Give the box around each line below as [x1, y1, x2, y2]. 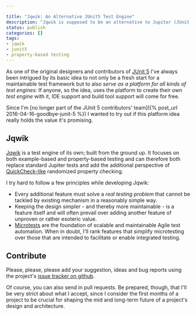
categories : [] [6, 30, 43, 36]
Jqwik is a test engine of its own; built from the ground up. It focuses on [6, 149, 180, 156]
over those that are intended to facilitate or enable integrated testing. [14, 234, 181, 241]
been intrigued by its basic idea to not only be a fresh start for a [6, 74, 160, 81]
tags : [6, 36, 19, 42]
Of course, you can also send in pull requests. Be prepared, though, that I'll [6, 284, 187, 291]
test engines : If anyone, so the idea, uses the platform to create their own [6, 86, 183, 94]
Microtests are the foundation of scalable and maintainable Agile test [14, 221, 181, 228]
